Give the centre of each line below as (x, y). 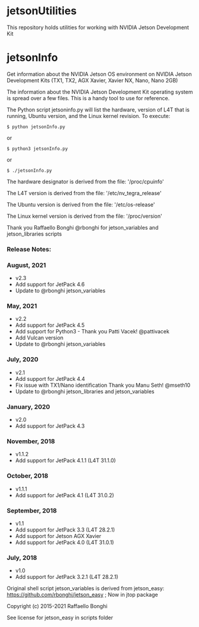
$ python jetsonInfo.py (36, 127)
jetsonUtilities (42, 11)
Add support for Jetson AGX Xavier (58, 536)
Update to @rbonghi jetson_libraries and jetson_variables (85, 391)
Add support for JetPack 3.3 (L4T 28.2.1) (65, 530)
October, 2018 (28, 476)
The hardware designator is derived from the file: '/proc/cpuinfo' (86, 182)
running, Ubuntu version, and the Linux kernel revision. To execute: (89, 116)
